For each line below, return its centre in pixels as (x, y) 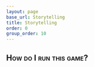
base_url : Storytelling (36, 17)
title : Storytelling (32, 23)
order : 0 (17, 28)
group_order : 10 (26, 34)
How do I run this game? (47, 58)
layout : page (22, 12)
